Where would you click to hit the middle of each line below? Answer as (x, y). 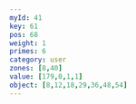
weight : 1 (28, 43)
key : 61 (24, 26)
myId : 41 (26, 18)
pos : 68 (24, 34)
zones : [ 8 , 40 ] (36, 69)
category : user (38, 60)
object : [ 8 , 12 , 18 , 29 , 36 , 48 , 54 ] (68, 85)
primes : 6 (28, 52)
